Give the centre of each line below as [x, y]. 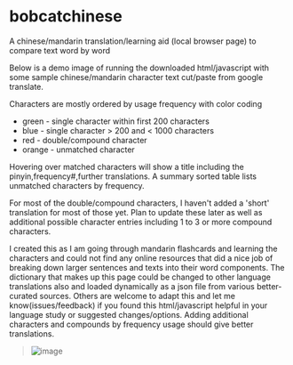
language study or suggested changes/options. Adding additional [129, 314]
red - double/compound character [85, 140]
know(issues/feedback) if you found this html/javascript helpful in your [139, 305]
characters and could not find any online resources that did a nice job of [141, 258]
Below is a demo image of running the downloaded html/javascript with [139, 68]
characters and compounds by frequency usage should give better [131, 324]
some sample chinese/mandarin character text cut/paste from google [136, 77]
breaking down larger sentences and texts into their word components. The [147, 267]
